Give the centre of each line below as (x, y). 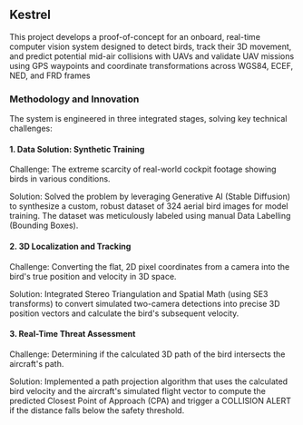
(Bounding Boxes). (44, 225)
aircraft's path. (37, 363)
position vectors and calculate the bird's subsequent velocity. (124, 313)
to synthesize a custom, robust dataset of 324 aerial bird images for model (149, 206)
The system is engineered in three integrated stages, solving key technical (148, 119)
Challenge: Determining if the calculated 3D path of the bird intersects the (147, 354)
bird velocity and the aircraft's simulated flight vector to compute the (137, 390)
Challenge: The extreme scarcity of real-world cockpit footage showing (143, 169)
